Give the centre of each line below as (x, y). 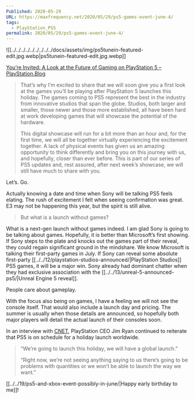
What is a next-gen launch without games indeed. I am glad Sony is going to (97, 229)
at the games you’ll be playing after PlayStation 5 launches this (96, 91)
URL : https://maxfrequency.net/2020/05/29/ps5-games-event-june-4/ (90, 17)
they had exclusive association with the (53, 272)
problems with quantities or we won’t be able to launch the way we (101, 366)
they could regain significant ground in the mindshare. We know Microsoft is (98, 247)
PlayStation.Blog (26, 74)
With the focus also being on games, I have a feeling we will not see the (92, 301)
